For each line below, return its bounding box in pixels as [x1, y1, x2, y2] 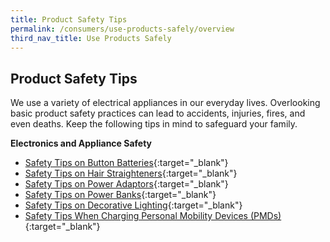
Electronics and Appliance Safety [10, 137, 153, 150]
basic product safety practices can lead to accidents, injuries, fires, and [10, 107, 306, 120]
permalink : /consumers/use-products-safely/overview [10, 24, 235, 34]
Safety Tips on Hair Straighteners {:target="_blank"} [24, 167, 238, 180]
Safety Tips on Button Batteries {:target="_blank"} [24, 157, 229, 169]
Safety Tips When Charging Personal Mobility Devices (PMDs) [24, 210, 282, 222]
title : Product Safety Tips [10, 14, 128, 25]
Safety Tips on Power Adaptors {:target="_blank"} [24, 178, 229, 190]
